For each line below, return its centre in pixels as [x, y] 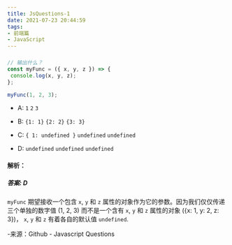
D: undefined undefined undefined [65, 149]
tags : [15, 27]
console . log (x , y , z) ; [43, 75]
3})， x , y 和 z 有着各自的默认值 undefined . [68, 219]
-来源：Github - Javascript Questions [61, 234]
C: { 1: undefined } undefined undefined [77, 135]
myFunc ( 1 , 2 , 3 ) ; [32, 95]
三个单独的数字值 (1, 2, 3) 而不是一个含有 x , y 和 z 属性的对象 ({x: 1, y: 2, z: [113, 210]
